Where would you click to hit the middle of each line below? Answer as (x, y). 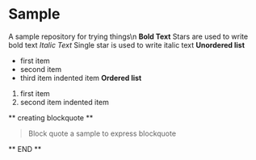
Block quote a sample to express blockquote (102, 133)
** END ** (25, 149)
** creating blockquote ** (51, 117)
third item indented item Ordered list (81, 78)
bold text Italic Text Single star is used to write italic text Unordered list (126, 44)
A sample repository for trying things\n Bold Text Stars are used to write (128, 36)
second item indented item (64, 102)
